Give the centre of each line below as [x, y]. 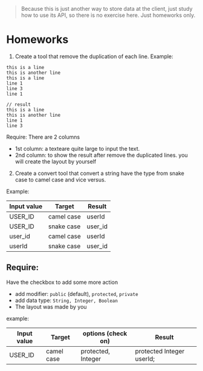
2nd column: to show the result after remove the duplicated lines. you [101, 155]
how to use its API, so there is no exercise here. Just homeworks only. [108, 15]
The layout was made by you [51, 307]
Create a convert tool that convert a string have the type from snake [100, 173]
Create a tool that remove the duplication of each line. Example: [94, 56]
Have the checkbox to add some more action [62, 282]
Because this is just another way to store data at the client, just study [107, 9]
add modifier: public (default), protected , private [76, 294]
